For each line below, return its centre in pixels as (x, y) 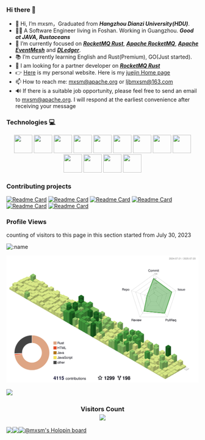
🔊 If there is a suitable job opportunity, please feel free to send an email (106, 91)
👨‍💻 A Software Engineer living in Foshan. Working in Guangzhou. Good (104, 31)
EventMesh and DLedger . (48, 50)
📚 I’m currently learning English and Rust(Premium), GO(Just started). (103, 57)
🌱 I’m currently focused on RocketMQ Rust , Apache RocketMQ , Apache (107, 44)
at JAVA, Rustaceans (43, 37)
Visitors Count (103, 409)
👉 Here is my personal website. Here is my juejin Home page (93, 73)
